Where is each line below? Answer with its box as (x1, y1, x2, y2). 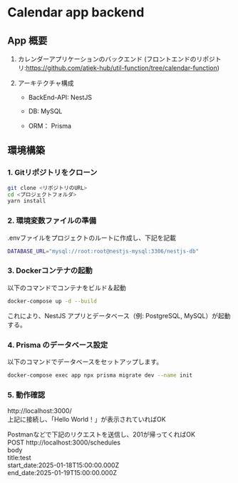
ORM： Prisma (28, 122, 72, 130)
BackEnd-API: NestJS (28, 93, 93, 101)
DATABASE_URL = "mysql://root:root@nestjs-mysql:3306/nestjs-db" (7, 248, 200, 255)
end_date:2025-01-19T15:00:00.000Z (7, 469, 118, 477)
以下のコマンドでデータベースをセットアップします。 (7, 357, 162, 366)
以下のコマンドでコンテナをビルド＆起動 (7, 283, 126, 292)
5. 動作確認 (7, 390, 46, 400)
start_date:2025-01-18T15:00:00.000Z (7, 461, 120, 469)
